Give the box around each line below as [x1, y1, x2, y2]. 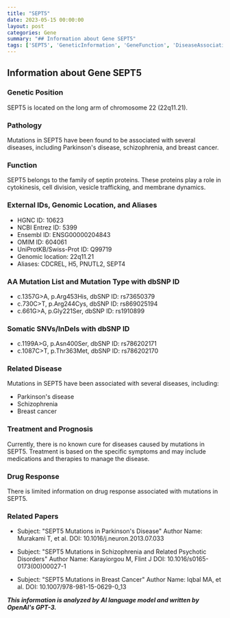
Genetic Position [7, 88, 64, 97]
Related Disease [7, 364, 62, 373]
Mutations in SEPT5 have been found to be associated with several [7, 136, 196, 144]
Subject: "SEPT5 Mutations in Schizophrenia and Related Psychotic [16, 547, 207, 556]
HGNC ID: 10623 [16, 216, 64, 224]
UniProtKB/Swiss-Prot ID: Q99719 [16, 245, 112, 254]
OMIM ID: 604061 [16, 238, 67, 246]
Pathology [7, 121, 42, 130]
